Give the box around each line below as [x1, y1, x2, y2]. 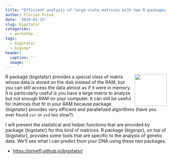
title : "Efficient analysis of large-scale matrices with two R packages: [5, 7, 168, 13]
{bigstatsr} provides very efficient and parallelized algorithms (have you [5, 106, 157, 112]
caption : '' [10, 55, 36, 60]
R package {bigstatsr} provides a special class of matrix [5, 74, 123, 80]
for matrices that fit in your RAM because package [5, 101, 112, 107]
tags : [5, 36, 17, 41]
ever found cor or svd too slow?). [5, 112, 75, 118]
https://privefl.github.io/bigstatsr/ [12, 148, 83, 154]
